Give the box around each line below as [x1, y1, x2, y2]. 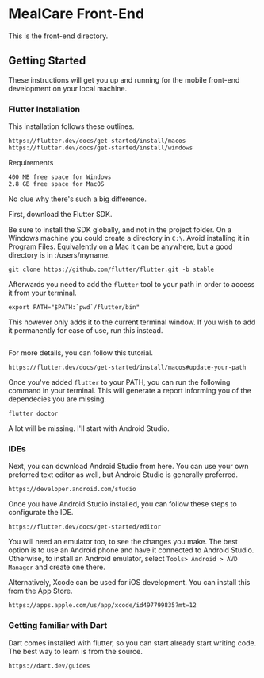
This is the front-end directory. [8, 31, 109, 41]
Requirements [8, 158, 54, 168]
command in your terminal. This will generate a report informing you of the [8, 386, 251, 396]
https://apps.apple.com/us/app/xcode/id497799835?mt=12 [8, 602, 197, 610]
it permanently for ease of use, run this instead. [8, 326, 163, 335]
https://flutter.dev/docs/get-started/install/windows [8, 144, 193, 152]
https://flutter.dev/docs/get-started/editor [8, 523, 161, 531]
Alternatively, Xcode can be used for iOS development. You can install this [8, 578, 251, 587]
